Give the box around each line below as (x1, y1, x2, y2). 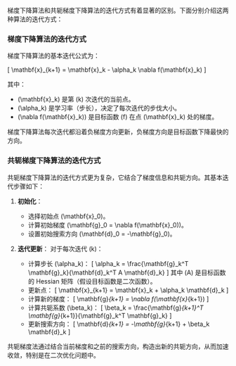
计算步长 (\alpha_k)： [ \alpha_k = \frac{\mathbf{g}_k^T (27, 259, 189, 267)
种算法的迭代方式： (7, 15, 63, 23)
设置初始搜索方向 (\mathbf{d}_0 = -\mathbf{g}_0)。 (27, 229, 177, 238)
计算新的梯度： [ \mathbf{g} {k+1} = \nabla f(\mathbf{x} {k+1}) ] (27, 294, 209, 303)
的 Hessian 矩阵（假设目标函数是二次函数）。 (27, 277, 157, 285)
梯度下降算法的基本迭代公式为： (7, 51, 100, 60)
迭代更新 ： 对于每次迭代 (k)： (17, 244, 103, 253)
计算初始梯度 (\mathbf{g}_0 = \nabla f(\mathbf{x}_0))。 (27, 220, 188, 229)
